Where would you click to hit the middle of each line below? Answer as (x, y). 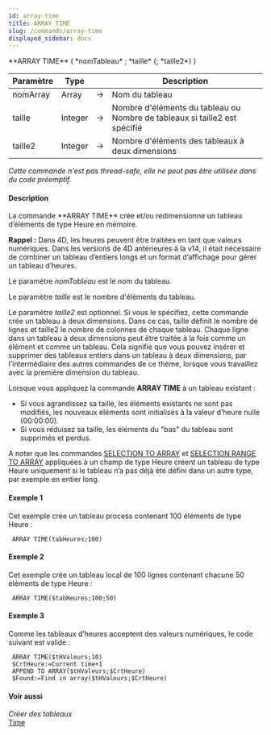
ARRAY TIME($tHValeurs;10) (57, 658)
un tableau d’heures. (42, 266)
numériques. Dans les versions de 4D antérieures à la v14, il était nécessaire (135, 249)
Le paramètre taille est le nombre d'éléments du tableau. (102, 297)
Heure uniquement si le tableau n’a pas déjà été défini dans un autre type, (131, 471)
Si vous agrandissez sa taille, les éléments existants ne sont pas (126, 404)
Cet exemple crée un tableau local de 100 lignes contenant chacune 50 (126, 575)
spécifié (127, 128)
